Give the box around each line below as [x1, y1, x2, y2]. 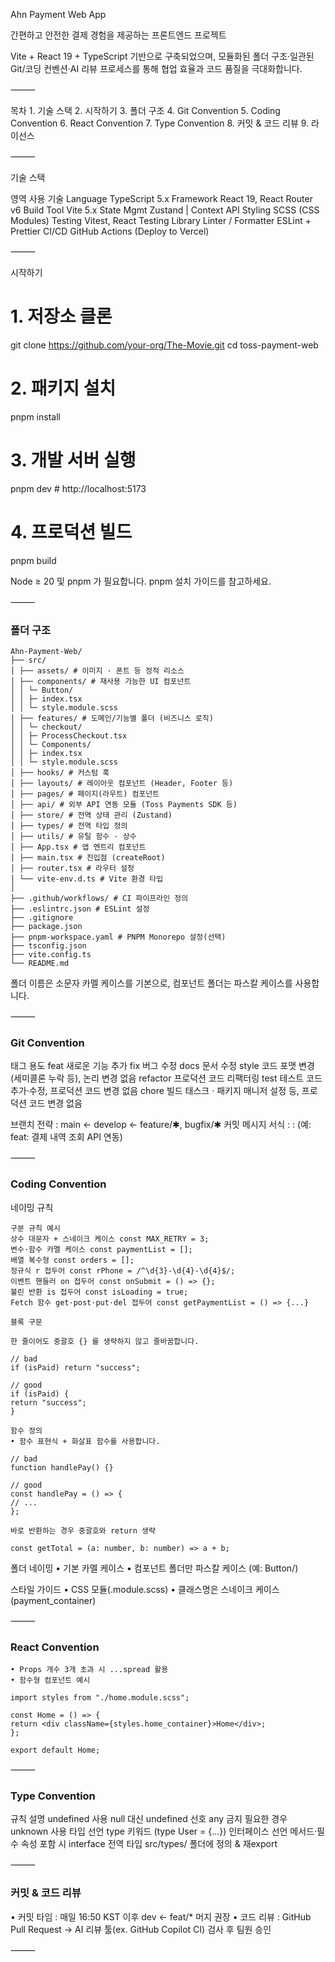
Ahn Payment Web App [10, 9, 107, 20]
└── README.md [10, 959, 70, 969]
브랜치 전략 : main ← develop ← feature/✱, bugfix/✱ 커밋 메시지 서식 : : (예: [10, 1119, 312, 1131]
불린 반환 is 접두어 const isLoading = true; [10, 1287, 189, 1297]
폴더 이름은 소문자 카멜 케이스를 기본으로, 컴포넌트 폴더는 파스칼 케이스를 [10, 977, 293, 989]
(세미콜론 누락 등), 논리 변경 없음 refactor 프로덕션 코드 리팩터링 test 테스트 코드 [10, 1072, 323, 1084]
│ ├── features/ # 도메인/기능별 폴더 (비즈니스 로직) [10, 714, 214, 724]
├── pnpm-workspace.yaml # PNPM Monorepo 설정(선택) [10, 932, 227, 943]
